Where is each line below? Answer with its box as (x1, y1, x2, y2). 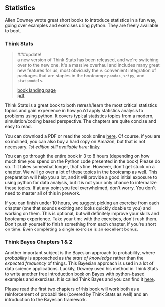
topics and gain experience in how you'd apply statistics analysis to (5, 108, 143, 114)
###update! (17, 52, 42, 58)
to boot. (5, 27, 21, 34)
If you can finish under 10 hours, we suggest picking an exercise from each (5, 200, 159, 206)
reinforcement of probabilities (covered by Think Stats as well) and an (5, 291, 148, 297)
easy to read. (5, 124, 32, 130)
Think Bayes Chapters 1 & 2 (5, 238, 72, 245)
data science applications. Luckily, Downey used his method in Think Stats (5, 266, 158, 272)
